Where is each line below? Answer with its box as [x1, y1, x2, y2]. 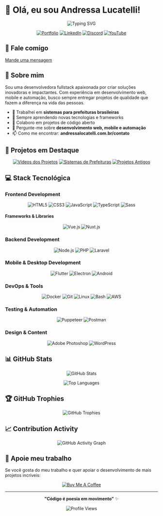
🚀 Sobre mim [5, 71, 45, 79]
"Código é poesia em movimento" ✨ [44, 496, 119, 501]
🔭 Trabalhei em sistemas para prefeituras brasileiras [12, 109, 119, 115]
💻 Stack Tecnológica [5, 174, 71, 182]
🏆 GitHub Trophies [5, 395, 65, 403]
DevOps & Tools [5, 282, 44, 289]
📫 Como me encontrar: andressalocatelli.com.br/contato [12, 130, 130, 136]
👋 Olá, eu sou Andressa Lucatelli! [5, 4, 141, 16]
